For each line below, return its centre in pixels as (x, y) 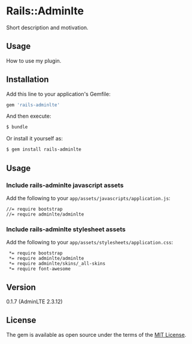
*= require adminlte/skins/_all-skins (57, 264)
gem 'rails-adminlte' (33, 105)
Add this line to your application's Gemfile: (58, 94)
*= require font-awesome (39, 269)
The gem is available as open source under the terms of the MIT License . (96, 334)
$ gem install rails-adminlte (44, 150)
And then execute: (29, 116)
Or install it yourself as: (34, 139)
